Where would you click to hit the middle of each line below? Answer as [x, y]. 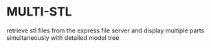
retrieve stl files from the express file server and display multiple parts [105, 30]
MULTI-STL [40, 12]
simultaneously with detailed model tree [63, 37]
